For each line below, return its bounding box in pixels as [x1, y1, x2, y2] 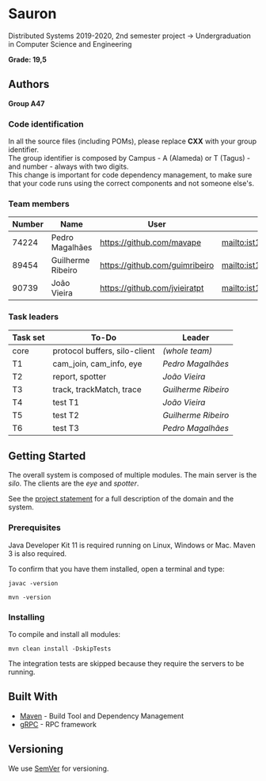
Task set [12, 332, 45, 343]
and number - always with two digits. [8, 162, 129, 171]
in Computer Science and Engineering [8, 39, 132, 48]
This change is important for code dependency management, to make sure [8, 170, 253, 180]
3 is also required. [8, 548, 67, 558]
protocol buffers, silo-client [52, 345, 155, 356]
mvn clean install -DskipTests [8, 645, 112, 653]
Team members [8, 198, 70, 209]
